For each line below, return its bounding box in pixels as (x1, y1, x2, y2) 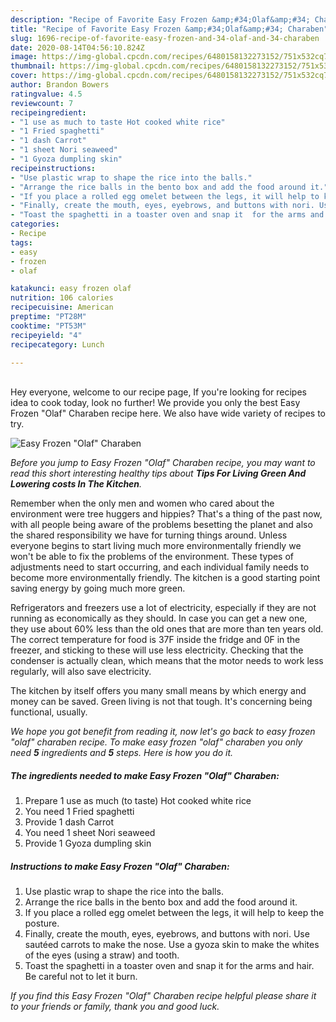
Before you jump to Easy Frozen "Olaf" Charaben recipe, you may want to (10, 457, 316, 469)
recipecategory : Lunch (10, 339, 105, 350)
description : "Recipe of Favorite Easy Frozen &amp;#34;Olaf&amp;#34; (10, 14, 311, 25)
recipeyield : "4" (10, 330, 83, 340)
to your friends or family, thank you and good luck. (10, 1001, 220, 1013)
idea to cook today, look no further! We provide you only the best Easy (10, 397, 301, 409)
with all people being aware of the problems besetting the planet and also (10, 519, 313, 531)
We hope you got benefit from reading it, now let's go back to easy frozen (10, 726, 316, 738)
